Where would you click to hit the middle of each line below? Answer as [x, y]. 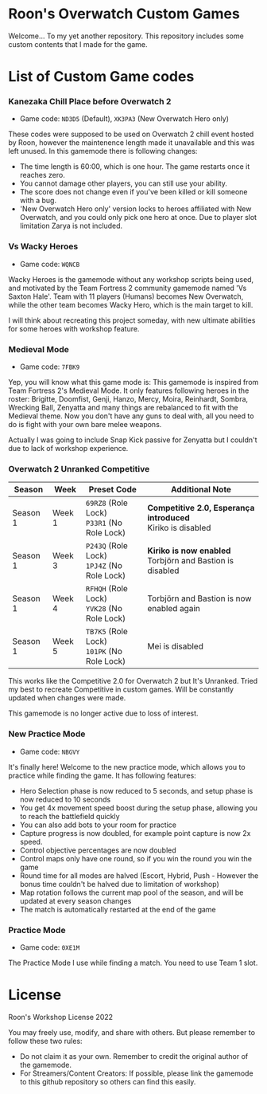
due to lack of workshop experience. [68, 449]
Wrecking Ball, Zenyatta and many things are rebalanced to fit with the [123, 408]
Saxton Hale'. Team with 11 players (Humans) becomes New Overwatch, [126, 296]
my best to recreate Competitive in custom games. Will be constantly [121, 689]
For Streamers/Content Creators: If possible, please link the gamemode [136, 1073]
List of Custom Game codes [101, 77]
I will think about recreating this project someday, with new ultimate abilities [132, 320]
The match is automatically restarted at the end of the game [118, 909]
